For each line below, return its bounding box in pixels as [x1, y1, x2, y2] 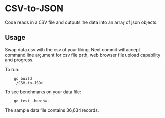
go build [14, 76, 32, 81]
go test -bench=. [14, 98, 50, 103]
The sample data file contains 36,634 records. [5, 107, 99, 113]
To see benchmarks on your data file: [5, 89, 81, 95]
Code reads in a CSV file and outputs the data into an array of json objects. [5, 19, 158, 25]
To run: [5, 66, 20, 72]
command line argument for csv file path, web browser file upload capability [5, 52, 161, 58]
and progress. [5, 57, 34, 63]
